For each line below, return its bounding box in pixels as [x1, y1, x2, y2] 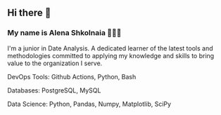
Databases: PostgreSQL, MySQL [7, 86, 101, 95]
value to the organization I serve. [7, 59, 103, 67]
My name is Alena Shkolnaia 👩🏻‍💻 [7, 28, 122, 38]
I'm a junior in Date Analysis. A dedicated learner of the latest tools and [7, 43, 213, 53]
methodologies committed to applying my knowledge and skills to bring [7, 51, 215, 60]
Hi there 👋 [7, 7, 51, 19]
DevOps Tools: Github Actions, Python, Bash [7, 72, 137, 81]
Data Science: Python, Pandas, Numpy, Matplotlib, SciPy [7, 100, 171, 108]
